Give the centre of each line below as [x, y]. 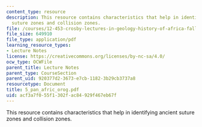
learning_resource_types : [38, 46]
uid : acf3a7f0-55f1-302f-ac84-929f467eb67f [62, 95]
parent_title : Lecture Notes [43, 67]
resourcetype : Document [36, 84]
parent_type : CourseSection [41, 73]
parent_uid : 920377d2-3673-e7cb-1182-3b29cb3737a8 [71, 78]
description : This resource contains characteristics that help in [93, 17]
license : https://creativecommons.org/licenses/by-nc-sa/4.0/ [86, 56]
